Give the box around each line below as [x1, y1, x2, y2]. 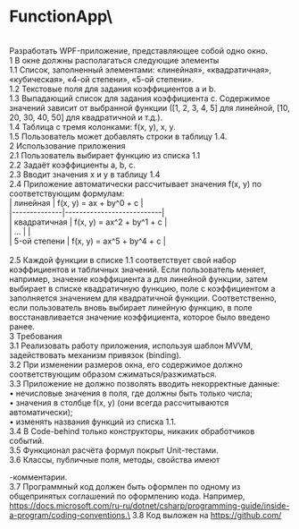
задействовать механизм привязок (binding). [9, 349, 182, 360]
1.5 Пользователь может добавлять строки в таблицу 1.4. [9, 131, 228, 141]
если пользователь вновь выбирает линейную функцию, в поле [9, 302, 253, 312]
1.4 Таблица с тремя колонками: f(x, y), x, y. [9, 121, 176, 132]
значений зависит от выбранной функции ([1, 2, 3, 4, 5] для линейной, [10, [9, 102, 290, 113]
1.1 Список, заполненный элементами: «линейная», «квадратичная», [9, 64, 272, 75]
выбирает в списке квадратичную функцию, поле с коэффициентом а [9, 283, 276, 294]
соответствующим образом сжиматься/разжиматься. [9, 369, 217, 380]
